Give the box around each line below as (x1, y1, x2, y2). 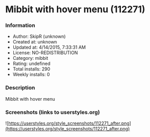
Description (5, 84, 35, 92)
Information (5, 22, 35, 29)
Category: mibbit (12, 55, 49, 61)
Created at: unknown (12, 39, 57, 45)
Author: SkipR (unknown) (12, 33, 66, 39)
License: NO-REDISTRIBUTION (12, 50, 78, 56)
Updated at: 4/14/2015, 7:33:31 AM (12, 44, 86, 51)
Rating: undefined (12, 60, 51, 67)
